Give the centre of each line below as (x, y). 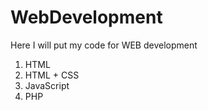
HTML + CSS (52, 75)
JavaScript (47, 85)
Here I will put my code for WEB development (104, 45)
